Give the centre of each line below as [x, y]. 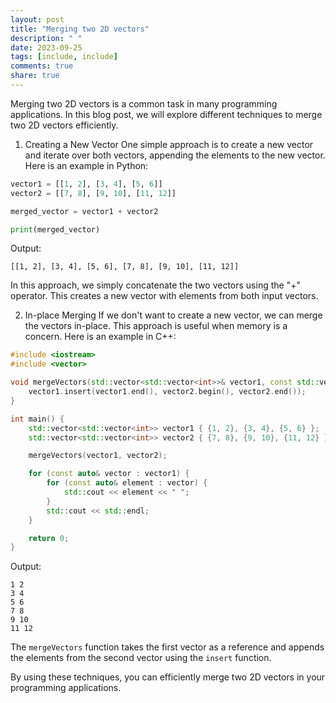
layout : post [37, 19]
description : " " [46, 38]
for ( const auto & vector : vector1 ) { [109, 474]
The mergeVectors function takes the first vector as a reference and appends [167, 647]
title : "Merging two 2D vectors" [80, 29]
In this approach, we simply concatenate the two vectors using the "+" [155, 285]
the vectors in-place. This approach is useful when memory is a [156, 326]
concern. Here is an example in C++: [100, 337]
